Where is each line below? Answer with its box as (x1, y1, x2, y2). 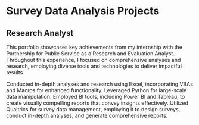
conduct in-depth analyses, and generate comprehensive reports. (6, 112, 168, 119)
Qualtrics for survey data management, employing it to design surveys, (6, 106, 181, 112)
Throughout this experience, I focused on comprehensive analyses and (6, 57, 181, 63)
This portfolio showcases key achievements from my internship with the (6, 43, 183, 51)
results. (6, 69, 25, 76)
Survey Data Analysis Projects (6, 4, 160, 18)
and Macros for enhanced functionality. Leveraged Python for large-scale (6, 87, 187, 93)
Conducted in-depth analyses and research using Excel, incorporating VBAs (6, 80, 194, 87)
